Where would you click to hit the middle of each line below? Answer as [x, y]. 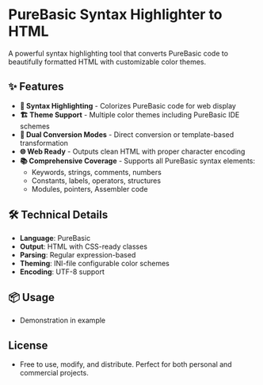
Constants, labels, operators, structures [96, 181]
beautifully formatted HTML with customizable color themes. [107, 62]
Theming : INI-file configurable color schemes [95, 263]
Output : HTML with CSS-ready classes [84, 246]
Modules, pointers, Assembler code [90, 189]
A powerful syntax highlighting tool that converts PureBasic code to [118, 53]
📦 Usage [32, 297]
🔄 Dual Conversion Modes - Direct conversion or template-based [127, 134]
